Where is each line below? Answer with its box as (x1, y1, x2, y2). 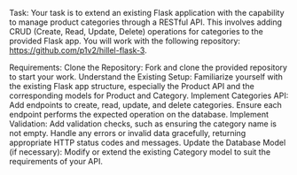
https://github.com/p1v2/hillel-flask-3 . (9, 45, 148, 56)
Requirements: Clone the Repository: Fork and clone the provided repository (9, 62, 288, 72)
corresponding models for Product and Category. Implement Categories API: (9, 90, 289, 101)
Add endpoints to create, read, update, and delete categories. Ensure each (9, 100, 282, 110)
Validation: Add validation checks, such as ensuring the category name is (9, 118, 277, 129)
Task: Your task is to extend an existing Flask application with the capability (9, 8, 285, 18)
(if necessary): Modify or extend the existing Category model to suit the (9, 147, 271, 157)
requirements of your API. (9, 156, 104, 166)
